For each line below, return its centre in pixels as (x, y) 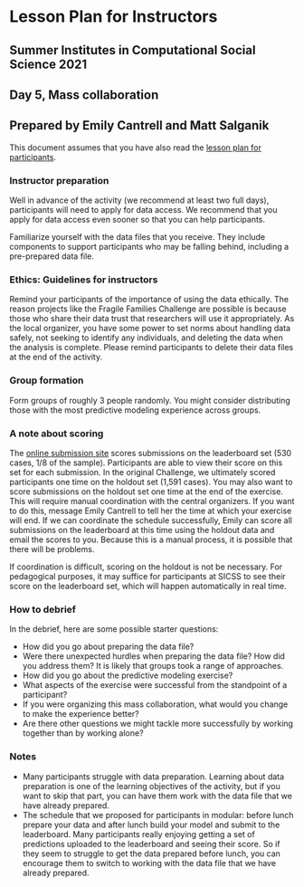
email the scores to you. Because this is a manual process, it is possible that (151, 539)
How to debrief (43, 609)
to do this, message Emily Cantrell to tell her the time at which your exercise (151, 510)
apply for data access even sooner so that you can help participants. (137, 220)
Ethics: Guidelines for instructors (84, 280)
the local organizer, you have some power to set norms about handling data (150, 329)
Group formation (47, 380)
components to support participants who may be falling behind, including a (149, 247)
